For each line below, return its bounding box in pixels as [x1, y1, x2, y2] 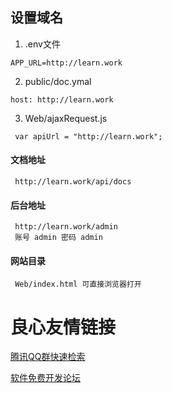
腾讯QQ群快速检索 [10, 351, 86, 363]
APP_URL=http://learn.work [10, 58, 123, 68]
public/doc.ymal [24, 75, 92, 87]
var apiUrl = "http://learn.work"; [14, 131, 163, 142]
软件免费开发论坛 [10, 372, 81, 384]
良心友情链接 [10, 316, 117, 338]
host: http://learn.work [10, 94, 114, 105]
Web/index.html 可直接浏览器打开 [14, 279, 142, 290]
